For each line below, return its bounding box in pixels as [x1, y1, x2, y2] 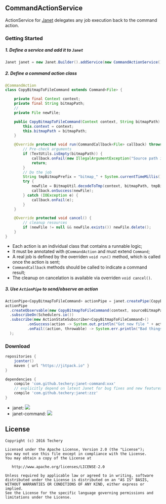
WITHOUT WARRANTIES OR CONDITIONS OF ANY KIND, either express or [5, 482, 145, 487]
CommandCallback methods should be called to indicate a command [12, 264, 147, 270]
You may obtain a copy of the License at [5, 455, 92, 461]
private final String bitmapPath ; [14, 101, 85, 106]
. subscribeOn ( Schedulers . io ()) [9, 312, 74, 317]
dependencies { [5, 377, 37, 382]
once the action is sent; [12, 259, 60, 265]
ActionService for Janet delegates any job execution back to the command [5, 17, 157, 23]
